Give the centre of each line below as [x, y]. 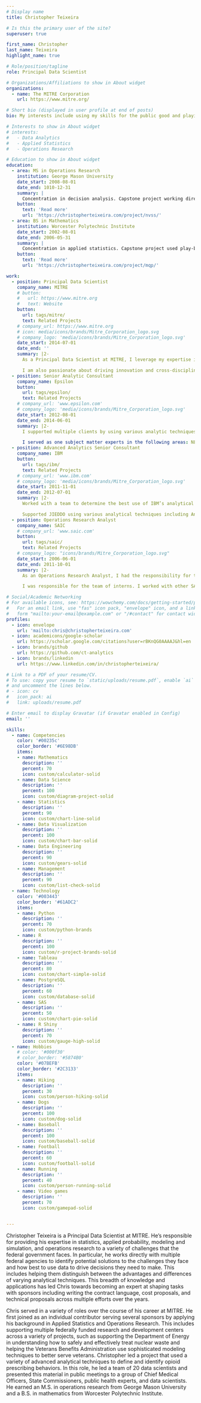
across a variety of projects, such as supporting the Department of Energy [98, 1336]
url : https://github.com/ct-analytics [65, 653]
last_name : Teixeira [32, 50]
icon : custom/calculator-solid [61, 774]
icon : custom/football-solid [58, 1163]
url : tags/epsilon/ [46, 392]
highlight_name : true [33, 56]
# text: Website [40, 304]
